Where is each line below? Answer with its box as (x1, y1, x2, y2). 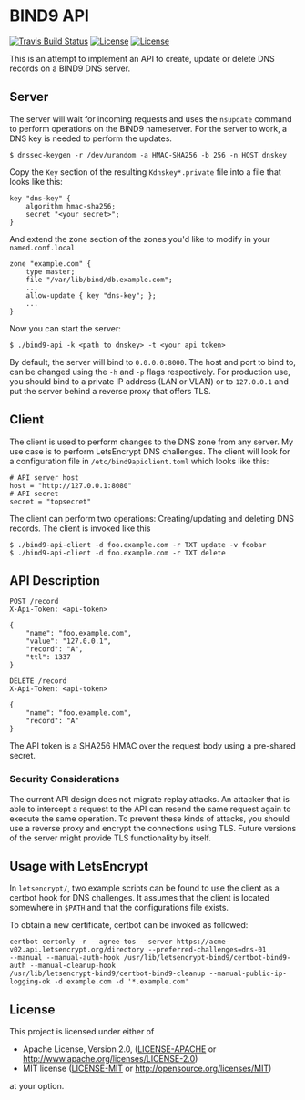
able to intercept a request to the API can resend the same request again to (9, 803, 291, 814)
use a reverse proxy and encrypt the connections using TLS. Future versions (9, 822, 297, 833)
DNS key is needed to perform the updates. (9, 133, 173, 144)
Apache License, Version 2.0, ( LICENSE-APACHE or (22, 1044, 217, 1054)
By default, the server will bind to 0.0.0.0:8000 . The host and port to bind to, (9, 356, 296, 367)
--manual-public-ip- (208, 969, 287, 979)
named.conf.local (9, 243, 76, 252)
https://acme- (176, 937, 230, 947)
